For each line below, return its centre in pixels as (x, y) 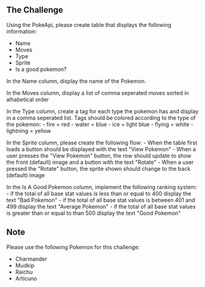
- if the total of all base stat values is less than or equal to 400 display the (99, 193)
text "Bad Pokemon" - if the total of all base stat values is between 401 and (101, 200)
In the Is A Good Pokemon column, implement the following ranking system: (102, 187)
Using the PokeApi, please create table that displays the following (89, 24)
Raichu (24, 272)
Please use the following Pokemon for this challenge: (73, 247)
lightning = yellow (29, 130)
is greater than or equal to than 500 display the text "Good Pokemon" (94, 213)
